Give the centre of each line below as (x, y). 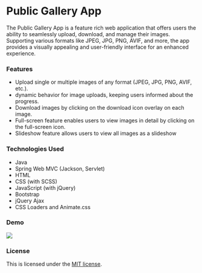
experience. (21, 53)
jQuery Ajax (30, 201)
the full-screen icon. (40, 127)
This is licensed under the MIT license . (54, 264)
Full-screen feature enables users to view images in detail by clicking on (105, 121)
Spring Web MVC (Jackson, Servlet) (60, 168)
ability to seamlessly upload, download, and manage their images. (88, 34)
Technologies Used (35, 149)
